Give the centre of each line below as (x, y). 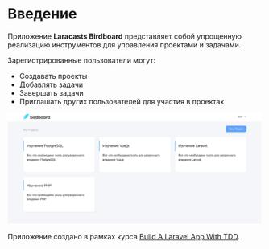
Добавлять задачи (51, 84)
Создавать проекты (53, 76)
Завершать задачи (51, 92)
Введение (42, 14)
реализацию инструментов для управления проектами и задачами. (124, 44)
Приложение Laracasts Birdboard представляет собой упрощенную (125, 36)
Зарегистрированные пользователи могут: (82, 60)
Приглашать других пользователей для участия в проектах (122, 101)
